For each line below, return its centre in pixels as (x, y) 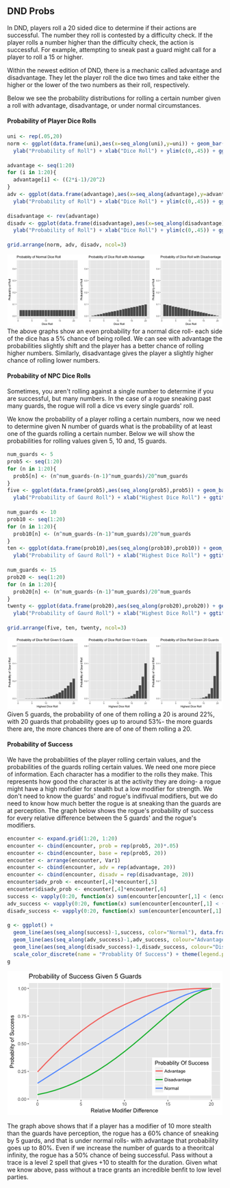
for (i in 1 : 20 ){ (32, 173)
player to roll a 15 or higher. (45, 57)
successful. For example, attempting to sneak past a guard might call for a (112, 49)
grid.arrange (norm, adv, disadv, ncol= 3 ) (67, 245)
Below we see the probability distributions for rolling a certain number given (114, 98)
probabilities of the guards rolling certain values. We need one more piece (112, 766)
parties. (18, 1177)
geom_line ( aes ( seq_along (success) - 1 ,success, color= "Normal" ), (105, 933)
